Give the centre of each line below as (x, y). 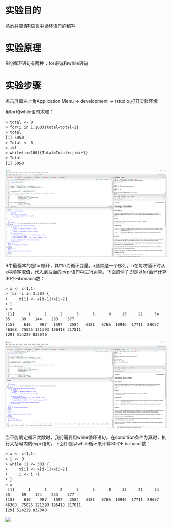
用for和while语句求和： (30, 112)
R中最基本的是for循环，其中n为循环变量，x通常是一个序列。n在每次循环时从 (85, 265)
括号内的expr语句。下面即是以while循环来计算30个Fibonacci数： (82, 443)
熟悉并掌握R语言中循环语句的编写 (40, 26)
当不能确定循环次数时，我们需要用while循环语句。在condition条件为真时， (83, 437)
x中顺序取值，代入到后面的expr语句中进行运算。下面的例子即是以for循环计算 (86, 272)
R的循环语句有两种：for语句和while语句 (47, 63)
